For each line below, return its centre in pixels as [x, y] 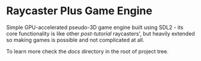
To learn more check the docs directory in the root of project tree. [88, 51]
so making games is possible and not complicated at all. [75, 40]
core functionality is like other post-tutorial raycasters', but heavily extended [100, 33]
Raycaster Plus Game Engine [79, 11]
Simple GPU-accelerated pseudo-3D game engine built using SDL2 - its [95, 27]
